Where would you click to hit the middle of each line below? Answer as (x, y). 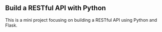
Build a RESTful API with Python (56, 8)
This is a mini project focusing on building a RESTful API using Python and (81, 20)
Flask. (11, 25)
